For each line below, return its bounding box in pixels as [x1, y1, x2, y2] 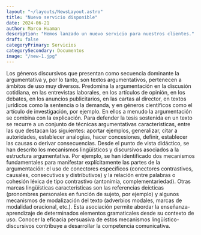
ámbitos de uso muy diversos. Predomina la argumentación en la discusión [6, 82, 192, 90]
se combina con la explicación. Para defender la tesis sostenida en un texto [6, 114, 193, 121]
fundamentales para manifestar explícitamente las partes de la [6, 158, 161, 166]
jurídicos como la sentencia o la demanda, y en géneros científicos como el [6, 101, 193, 108]
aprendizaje [6, 209, 36, 216]
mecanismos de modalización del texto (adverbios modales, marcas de [6, 197, 182, 204]
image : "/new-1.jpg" [6, 53, 58, 59]
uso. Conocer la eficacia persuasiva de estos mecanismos [6, 216, 151, 223]
